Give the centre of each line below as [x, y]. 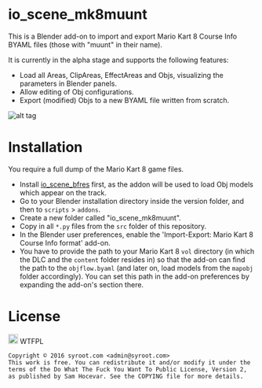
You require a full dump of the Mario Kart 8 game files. [96, 169]
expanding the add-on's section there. [81, 284]
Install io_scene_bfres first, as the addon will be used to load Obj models [136, 184]
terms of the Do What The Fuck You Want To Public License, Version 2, [127, 369]
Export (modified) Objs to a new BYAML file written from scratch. [124, 100]
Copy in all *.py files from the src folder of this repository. [113, 226]
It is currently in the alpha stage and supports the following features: [118, 60]
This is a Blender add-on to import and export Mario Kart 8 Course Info [123, 36]
